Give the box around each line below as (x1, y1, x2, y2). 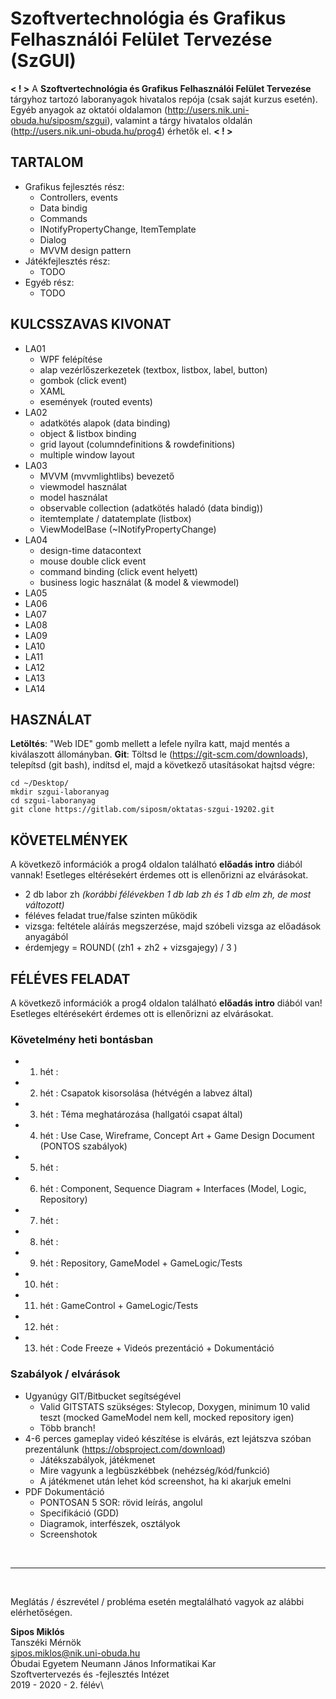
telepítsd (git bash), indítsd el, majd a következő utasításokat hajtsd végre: (10, 759, 315, 771)
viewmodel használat (39, 480, 128, 492)
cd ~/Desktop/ (10, 778, 70, 789)
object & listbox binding (39, 427, 137, 439)
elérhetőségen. (10, 1606, 73, 1618)
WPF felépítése (39, 353, 103, 365)
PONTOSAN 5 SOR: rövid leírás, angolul (39, 1496, 203, 1508)
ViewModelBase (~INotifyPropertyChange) (39, 523, 217, 535)
